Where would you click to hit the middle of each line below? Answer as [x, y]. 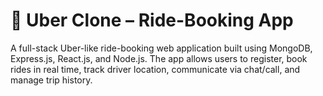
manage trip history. [51, 80]
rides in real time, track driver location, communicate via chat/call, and [155, 69]
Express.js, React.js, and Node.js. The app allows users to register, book [159, 58]
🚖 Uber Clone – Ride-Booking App [152, 20]
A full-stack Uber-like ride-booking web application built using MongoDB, [161, 48]
